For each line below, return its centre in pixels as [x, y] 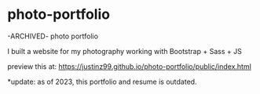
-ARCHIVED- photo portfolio [53, 36]
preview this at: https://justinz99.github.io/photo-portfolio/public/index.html [130, 66]
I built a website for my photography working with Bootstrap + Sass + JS [125, 51]
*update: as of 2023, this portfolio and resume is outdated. [102, 81]
